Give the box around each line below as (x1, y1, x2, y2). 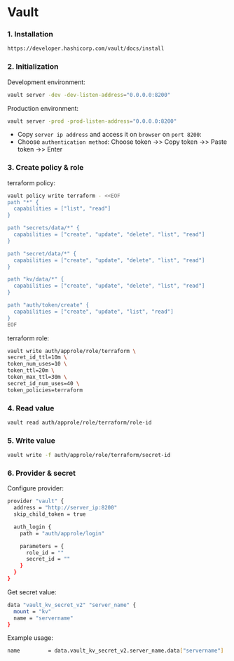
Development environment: (7, 78, 85, 86)
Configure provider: (7, 484, 64, 493)
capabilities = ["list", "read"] (13, 205, 111, 213)
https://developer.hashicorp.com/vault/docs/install (7, 45, 165, 53)
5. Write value (7, 436, 56, 446)
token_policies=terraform (7, 387, 83, 394)
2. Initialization (7, 62, 59, 72)
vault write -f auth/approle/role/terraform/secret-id (7, 452, 171, 459)
